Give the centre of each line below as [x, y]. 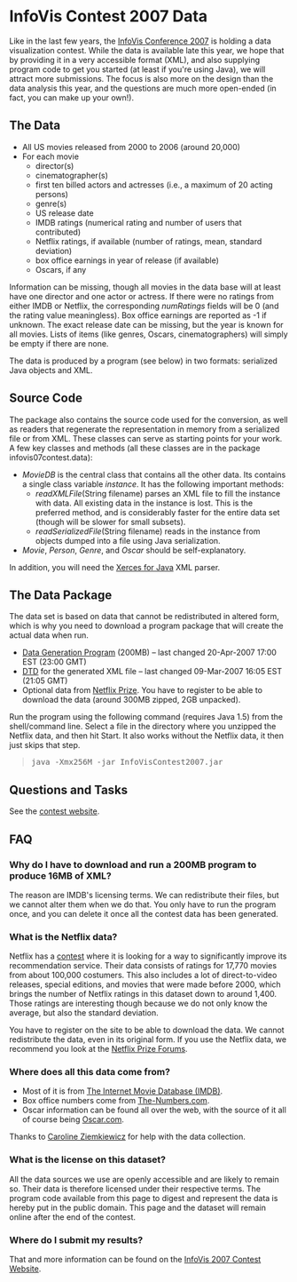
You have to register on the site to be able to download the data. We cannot [147, 1030]
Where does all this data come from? [90, 1072]
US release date [65, 213]
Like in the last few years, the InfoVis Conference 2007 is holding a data [141, 41]
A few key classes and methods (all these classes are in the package [135, 448]
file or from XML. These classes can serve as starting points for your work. [146, 438]
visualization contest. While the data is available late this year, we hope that [147, 50]
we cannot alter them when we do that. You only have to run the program [143, 904]
